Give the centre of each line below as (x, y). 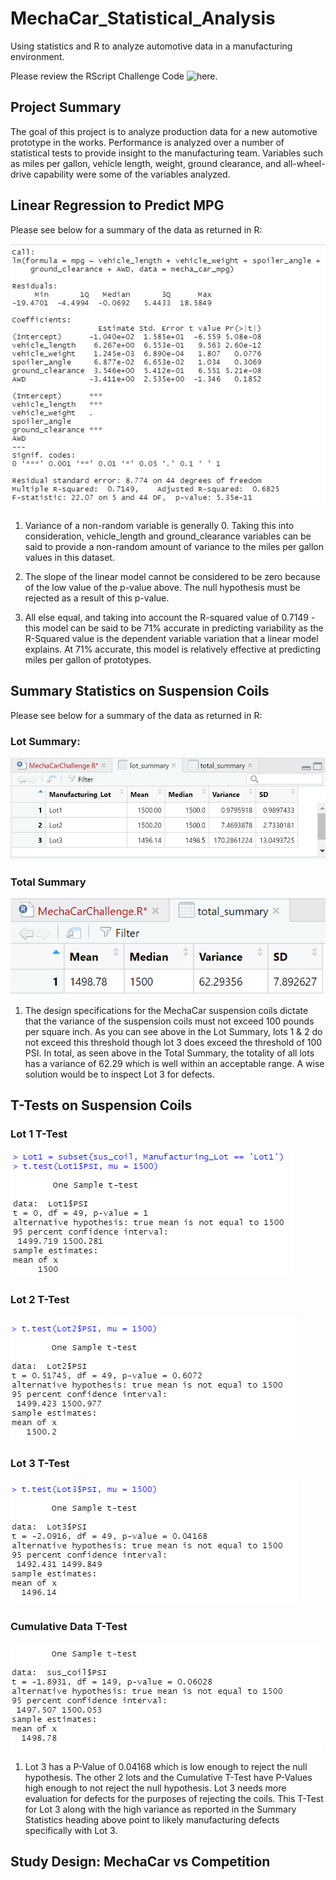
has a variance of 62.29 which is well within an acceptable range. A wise (174, 1063)
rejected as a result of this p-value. (97, 598)
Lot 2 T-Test (40, 1299)
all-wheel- (304, 163)
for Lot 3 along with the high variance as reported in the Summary (160, 1809)
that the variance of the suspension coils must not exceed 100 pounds (169, 1021)
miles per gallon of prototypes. (88, 659)
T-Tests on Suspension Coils (101, 1105)
